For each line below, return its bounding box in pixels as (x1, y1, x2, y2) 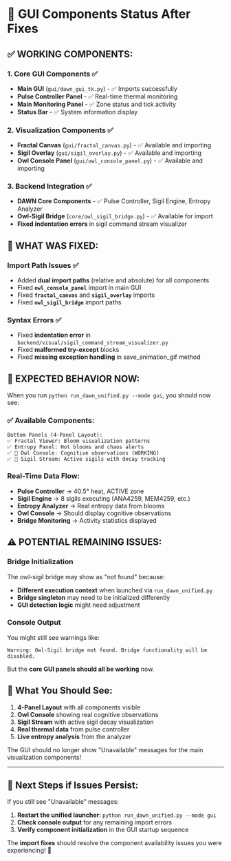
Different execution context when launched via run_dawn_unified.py (16, 585, 213, 594)
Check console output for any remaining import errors (16, 818, 172, 827)
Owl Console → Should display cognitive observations (16, 509, 172, 517)
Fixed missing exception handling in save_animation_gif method (16, 353, 201, 361)
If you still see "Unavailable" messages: (7, 798, 119, 806)
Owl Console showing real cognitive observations (16, 710, 159, 718)
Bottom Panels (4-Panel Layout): (7, 431, 103, 438)
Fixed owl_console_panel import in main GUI (16, 284, 142, 292)
